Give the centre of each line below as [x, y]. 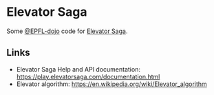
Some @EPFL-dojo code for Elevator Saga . [67, 31]
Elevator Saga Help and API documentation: [78, 69]
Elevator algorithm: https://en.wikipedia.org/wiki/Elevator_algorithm [111, 84]
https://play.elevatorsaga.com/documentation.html [88, 76]
